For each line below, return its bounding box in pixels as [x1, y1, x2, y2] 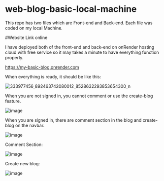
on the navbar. [15, 122, 45, 128]
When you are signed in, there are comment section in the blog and [5, 117, 142, 123]
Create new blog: [5, 160, 40, 166]
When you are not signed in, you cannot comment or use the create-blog [5, 93, 153, 99]
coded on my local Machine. [5, 25, 63, 31]
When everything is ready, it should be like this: [5, 73, 101, 79]
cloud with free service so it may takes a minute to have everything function [5, 49, 159, 55]
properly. [5, 54, 24, 60]
